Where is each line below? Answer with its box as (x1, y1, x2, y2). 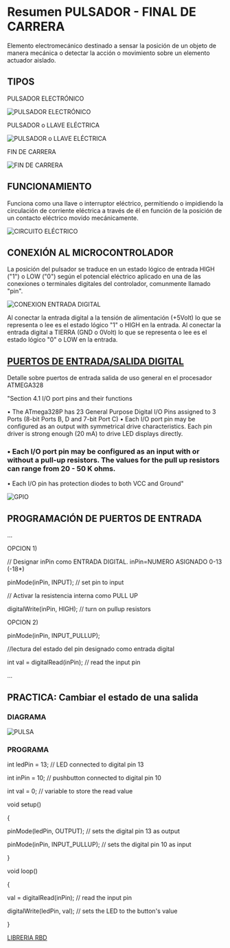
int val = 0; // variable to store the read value (7, 787, 133, 795)
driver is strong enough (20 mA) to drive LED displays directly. (7, 430, 183, 438)
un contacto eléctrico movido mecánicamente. (7, 214, 139, 222)
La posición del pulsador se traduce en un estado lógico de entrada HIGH (7, 265, 215, 274)
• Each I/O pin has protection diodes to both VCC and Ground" (7, 479, 184, 488)
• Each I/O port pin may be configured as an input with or (7, 447, 200, 456)
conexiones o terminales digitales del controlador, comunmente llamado (7, 280, 211, 288)
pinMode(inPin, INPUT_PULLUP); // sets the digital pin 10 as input (7, 840, 192, 849)
